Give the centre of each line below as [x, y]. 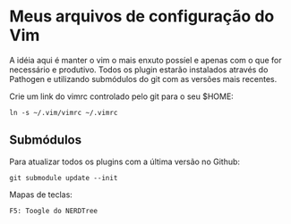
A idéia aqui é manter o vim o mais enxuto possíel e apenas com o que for [145, 60]
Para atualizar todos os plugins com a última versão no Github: [124, 162]
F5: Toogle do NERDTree [54, 211]
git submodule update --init [64, 178]
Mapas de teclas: [41, 195]
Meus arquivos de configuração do [142, 17]
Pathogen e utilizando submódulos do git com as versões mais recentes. [143, 79]
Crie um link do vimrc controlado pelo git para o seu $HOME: [122, 96]
